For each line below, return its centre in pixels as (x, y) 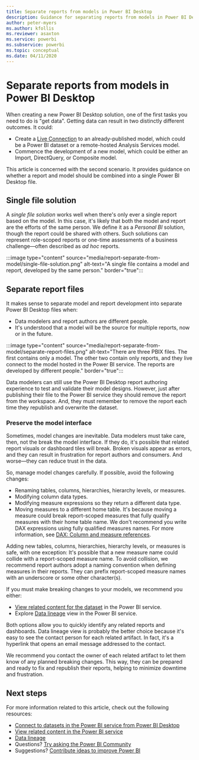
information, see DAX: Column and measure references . (83, 535)
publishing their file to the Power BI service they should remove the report (96, 395)
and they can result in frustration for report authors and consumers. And (94, 455)
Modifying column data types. (51, 497)
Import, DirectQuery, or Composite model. (66, 158)
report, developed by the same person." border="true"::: (75, 271)
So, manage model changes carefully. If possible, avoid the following (90, 473)
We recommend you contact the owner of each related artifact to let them (96, 655)
